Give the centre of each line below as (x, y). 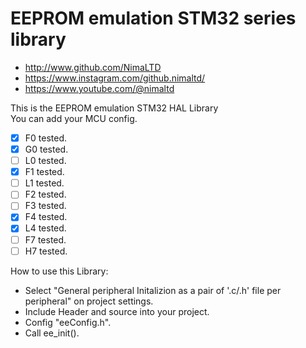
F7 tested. (45, 239)
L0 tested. (45, 161)
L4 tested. (45, 228)
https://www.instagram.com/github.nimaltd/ (115, 78)
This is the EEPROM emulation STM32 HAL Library (114, 108)
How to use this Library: (59, 271)
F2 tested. (45, 194)
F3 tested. (45, 206)
